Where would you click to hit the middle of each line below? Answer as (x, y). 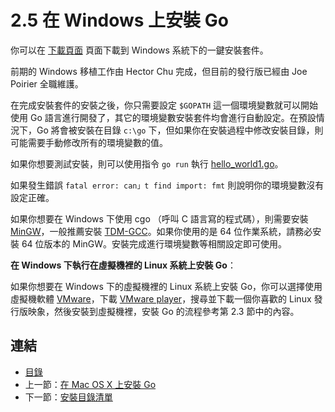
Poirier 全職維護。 (47, 83)
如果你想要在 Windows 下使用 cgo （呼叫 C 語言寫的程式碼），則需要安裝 (159, 218)
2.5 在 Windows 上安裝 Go (119, 20)
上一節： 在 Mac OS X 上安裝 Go (90, 384)
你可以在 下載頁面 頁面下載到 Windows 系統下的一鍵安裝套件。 (139, 50)
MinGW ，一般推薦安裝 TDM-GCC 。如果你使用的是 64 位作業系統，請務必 (161, 231)
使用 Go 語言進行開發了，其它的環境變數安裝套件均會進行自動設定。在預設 (163, 117)
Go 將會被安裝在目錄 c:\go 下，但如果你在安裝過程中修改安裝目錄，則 (180, 130)
